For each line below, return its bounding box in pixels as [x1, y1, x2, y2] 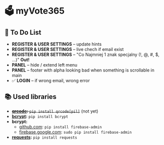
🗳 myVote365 [4, 5, 65, 17]
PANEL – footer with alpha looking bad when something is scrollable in [11, 67, 155, 73]
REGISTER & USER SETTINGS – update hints [11, 41, 102, 47]
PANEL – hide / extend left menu [11, 62, 78, 68]
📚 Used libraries [4, 93, 57, 101]
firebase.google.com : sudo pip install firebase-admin [19, 129, 132, 135]
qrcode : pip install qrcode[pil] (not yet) [11, 108, 99, 114]
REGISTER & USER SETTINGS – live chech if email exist [11, 47, 124, 52]
